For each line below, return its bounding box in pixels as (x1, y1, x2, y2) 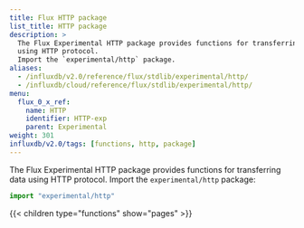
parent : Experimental (25, 123, 107, 132)
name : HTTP (25, 106, 67, 115)
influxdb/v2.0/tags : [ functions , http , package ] (9, 139, 196, 148)
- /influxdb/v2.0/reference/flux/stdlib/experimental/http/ (17, 72, 249, 81)
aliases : (9, 64, 43, 73)
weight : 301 (9, 131, 54, 140)
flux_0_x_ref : (17, 97, 71, 107)
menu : (9, 89, 30, 98)
